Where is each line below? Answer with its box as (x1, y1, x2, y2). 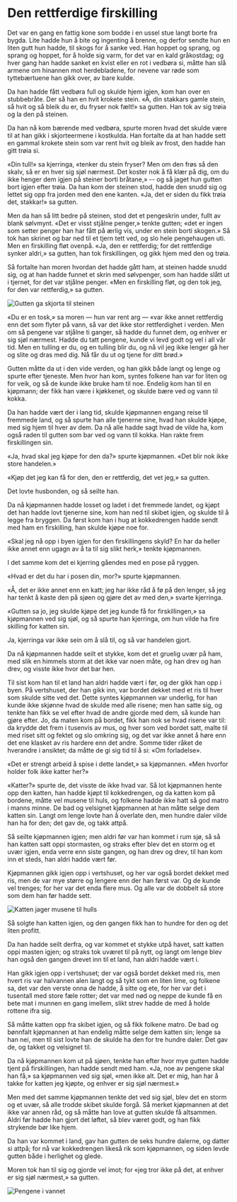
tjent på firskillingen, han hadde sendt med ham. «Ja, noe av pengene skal (7, 1064, 225, 1072)
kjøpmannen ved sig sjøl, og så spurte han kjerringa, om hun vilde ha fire (7, 614, 219, 623)
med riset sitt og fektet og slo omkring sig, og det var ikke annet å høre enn (7, 731, 226, 739)
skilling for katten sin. (7, 622, 69, 630)
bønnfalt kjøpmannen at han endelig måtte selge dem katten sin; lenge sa (7, 1028, 221, 1036)
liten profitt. (7, 926, 41, 935)
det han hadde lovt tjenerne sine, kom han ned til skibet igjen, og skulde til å (7, 508, 229, 517)
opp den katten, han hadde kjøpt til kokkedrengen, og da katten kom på (7, 788, 216, 797)
